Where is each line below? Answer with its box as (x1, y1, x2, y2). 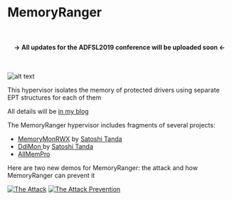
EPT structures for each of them (7, 93, 102, 102)
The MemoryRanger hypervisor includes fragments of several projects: (7, 120, 216, 129)
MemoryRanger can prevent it (7, 171, 95, 179)
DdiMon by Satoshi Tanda (17, 142, 94, 150)
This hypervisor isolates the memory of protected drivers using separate (7, 85, 220, 94)
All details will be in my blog (7, 107, 89, 115)
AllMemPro (17, 149, 51, 158)
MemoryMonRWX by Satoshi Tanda (17, 135, 122, 143)
